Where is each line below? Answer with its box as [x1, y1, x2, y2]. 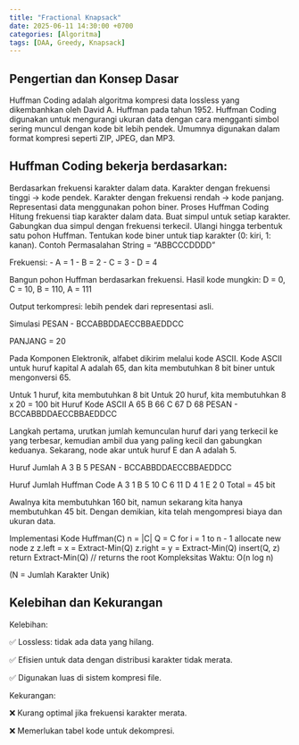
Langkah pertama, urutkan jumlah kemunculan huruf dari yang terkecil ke [9, 426, 278, 436]
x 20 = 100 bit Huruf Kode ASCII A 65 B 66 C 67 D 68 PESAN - [9, 399, 238, 410]
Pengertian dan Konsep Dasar [9, 71, 179, 86]
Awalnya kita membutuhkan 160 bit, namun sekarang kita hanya [9, 496, 243, 507]
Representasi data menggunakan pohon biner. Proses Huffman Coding [9, 201, 270, 212]
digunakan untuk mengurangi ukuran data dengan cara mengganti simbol [9, 114, 279, 125]
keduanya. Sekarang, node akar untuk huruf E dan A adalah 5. [9, 444, 237, 455]
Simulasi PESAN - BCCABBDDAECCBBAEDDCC [9, 318, 185, 329]
